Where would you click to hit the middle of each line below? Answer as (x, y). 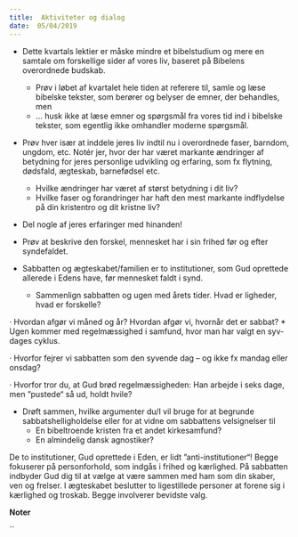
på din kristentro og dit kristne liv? (97, 207)
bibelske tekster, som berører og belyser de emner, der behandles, (157, 97)
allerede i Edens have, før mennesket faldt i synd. (113, 278)
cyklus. (47, 340)
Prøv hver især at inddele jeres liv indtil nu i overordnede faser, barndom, (155, 142)
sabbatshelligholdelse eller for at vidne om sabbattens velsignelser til (149, 420)
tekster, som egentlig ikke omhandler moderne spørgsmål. (142, 125)
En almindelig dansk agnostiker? (94, 439)
